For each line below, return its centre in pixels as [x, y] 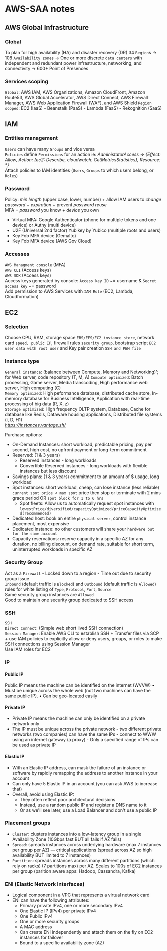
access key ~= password [31, 286]
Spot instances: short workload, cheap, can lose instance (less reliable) [86, 487]
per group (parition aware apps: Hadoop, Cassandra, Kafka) [74, 871]
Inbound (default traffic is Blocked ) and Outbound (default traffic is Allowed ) [81, 584]
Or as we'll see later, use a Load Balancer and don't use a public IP [88, 810]
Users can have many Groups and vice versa [50, 149]
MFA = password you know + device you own [52, 210]
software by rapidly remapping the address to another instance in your [85, 773]
